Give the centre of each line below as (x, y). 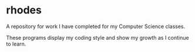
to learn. (16, 44)
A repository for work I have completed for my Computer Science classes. (96, 26)
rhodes (24, 10)
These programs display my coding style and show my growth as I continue (97, 37)
